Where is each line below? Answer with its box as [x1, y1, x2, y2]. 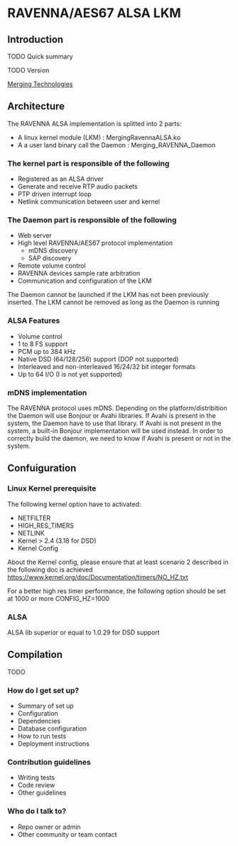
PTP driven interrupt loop [17, 190, 92, 199]
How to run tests [17, 732, 67, 741]
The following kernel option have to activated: [7, 500, 141, 508]
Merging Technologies [7, 80, 73, 88]
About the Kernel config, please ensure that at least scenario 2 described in [7, 558, 229, 566]
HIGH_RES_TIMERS [17, 521, 75, 530]
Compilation [7, 649, 63, 661]
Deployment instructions [17, 739, 90, 748]
